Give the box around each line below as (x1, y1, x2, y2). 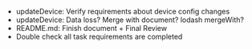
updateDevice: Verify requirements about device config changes (15, 7, 230, 16)
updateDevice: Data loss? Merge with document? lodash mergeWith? (15, 15, 245, 24)
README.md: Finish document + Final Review (15, 24, 167, 32)
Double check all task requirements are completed (15, 32, 183, 41)
